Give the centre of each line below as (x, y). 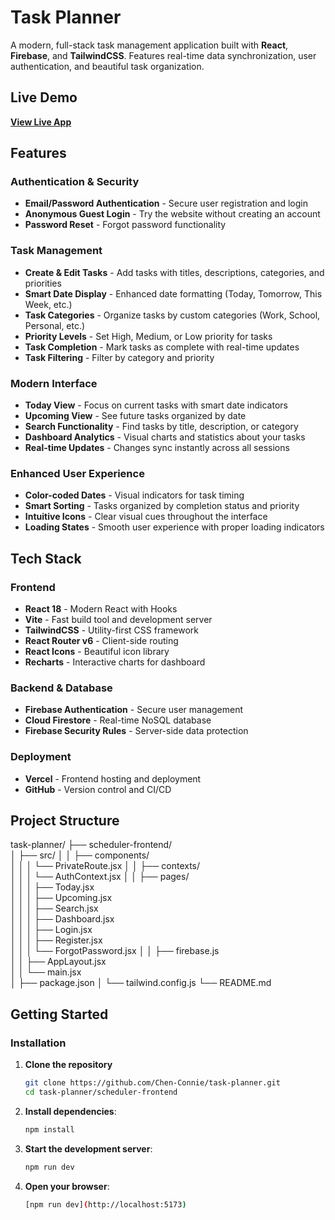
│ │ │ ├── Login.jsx (51, 930)
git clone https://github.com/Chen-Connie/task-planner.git (152, 1083)
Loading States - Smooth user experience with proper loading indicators (174, 527)
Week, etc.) (48, 304)
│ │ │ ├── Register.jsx (56, 940)
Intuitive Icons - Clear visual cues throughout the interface (146, 517)
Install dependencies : (70, 1111)
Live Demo (44, 97)
